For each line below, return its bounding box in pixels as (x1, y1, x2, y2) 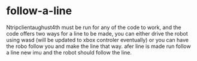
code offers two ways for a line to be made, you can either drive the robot (6, 30, 189, 37)
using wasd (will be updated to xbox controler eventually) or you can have (6, 36, 189, 43)
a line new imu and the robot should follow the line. (6, 49, 132, 56)
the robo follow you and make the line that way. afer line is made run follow (6, 43, 191, 50)
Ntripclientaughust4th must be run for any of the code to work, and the (6, 24, 181, 31)
